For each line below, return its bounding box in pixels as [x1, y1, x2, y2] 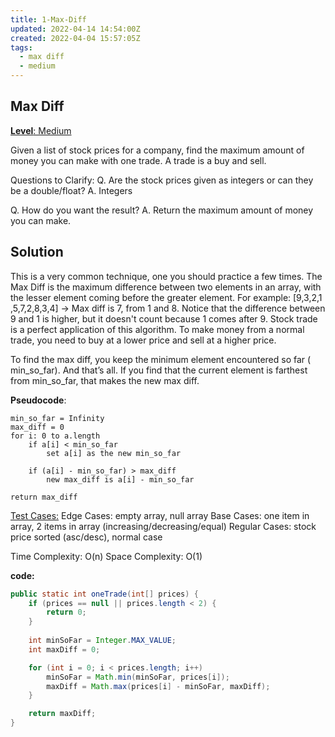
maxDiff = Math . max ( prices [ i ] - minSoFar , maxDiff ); [46, 681, 271, 691]
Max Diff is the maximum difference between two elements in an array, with [10, 281, 322, 293]
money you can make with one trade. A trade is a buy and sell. [10, 154, 267, 166]
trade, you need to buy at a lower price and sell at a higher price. [10, 334, 277, 346]
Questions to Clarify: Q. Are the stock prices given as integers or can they [10, 174, 314, 186]
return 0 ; [46, 607, 87, 618]
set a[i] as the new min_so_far [46, 448, 182, 458]
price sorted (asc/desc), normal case [10, 531, 163, 543]
